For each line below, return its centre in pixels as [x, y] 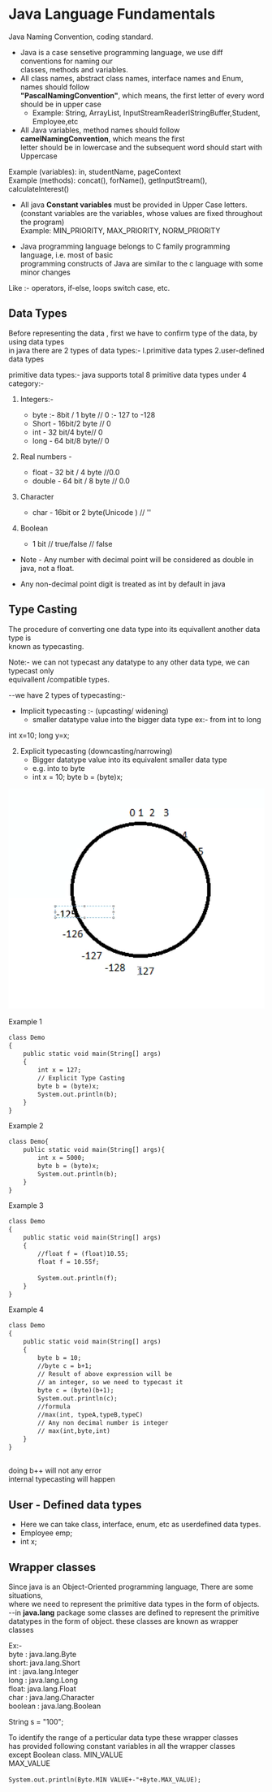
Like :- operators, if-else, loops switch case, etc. [89, 288]
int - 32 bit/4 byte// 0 [67, 432]
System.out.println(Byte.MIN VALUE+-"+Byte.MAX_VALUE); [105, 1780]
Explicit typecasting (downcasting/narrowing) [96, 751]
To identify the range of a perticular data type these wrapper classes [123, 1738]
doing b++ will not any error [55, 1470]
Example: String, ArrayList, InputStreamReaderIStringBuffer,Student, [146, 113]
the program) [42, 222]
